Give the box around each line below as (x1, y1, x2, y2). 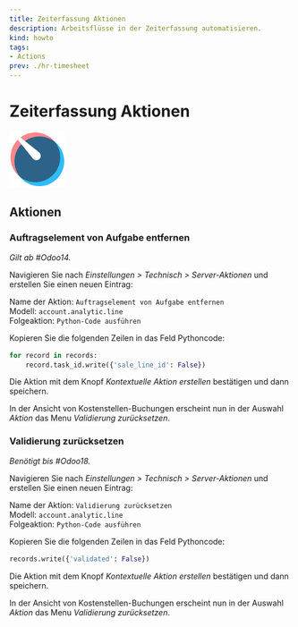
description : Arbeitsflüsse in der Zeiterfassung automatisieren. (9, 23, 262, 33)
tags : (9, 43, 30, 52)
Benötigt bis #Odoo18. (9, 455, 91, 466)
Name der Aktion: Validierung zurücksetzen (9, 499, 173, 510)
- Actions (9, 52, 47, 62)
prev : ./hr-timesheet (9, 62, 90, 71)
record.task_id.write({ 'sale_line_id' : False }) (25, 360, 206, 369)
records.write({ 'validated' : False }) (9, 555, 150, 563)
